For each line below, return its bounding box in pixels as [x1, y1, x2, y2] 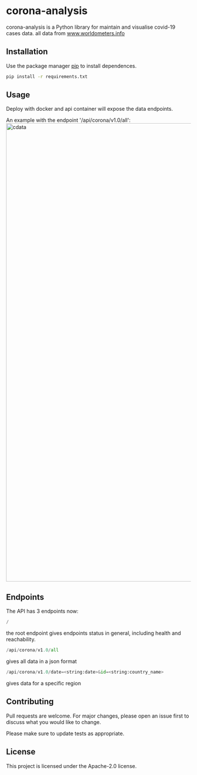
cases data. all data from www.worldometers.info [6, 29, 125, 36]
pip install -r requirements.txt [6, 73, 88, 80]
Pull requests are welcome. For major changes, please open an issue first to [6, 712, 189, 719]
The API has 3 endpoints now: [6, 608, 79, 615]
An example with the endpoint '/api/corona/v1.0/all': [6, 117, 131, 124]
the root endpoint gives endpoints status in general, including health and [6, 630, 181, 637]
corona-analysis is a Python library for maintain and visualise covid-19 [6, 23, 176, 30]
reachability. [6, 636, 36, 643]
